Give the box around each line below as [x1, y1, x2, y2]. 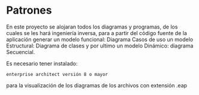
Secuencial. [6, 48, 35, 55]
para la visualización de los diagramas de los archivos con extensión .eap [6, 81, 187, 89]
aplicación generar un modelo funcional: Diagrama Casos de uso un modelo [6, 36, 194, 43]
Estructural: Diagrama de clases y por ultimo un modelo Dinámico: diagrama [6, 42, 194, 49]
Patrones [6, 4, 52, 17]
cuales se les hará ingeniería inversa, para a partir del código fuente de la [6, 29, 187, 36]
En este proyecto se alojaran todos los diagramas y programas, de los [6, 23, 178, 30]
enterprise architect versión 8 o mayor [6, 71, 109, 77]
